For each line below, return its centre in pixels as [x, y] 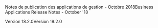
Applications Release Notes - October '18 [46, 12]
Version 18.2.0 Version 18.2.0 [34, 21]
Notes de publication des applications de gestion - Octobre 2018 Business [79, 7]
